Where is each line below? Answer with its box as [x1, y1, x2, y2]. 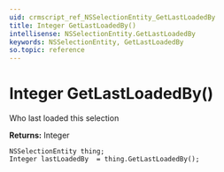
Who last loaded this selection [9, 113, 120, 123]
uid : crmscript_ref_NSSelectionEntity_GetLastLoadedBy [9, 12, 216, 22]
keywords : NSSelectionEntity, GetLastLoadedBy [9, 37, 184, 47]
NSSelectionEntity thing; [9, 147, 104, 156]
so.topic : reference [9, 46, 86, 55]
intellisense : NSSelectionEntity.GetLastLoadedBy [9, 29, 197, 38]
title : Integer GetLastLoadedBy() [9, 21, 137, 30]
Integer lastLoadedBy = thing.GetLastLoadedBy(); [9, 155, 200, 164]
